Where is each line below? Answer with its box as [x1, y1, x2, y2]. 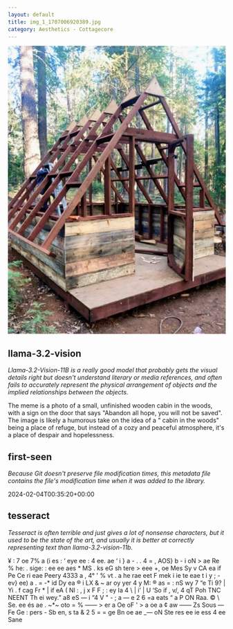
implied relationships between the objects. [8, 388, 129, 396]
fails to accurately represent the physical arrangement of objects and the [8, 381, 217, 389]
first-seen [8, 450, 53, 463]
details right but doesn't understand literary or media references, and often [8, 374, 223, 382]
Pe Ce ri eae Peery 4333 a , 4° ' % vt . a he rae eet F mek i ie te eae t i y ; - [8, 571, 221, 579]
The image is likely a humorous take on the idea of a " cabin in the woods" [8, 416, 220, 425]
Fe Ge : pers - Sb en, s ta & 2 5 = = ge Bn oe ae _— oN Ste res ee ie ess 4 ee [8, 608, 226, 616]
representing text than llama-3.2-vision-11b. [8, 543, 133, 551]
